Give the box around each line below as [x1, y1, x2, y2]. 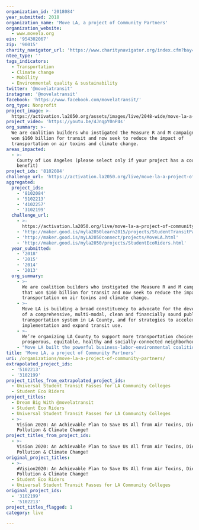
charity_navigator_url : [6, 47, 65, 53]
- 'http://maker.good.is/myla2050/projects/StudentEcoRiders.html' [17, 240, 187, 246]
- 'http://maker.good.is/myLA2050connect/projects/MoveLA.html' [17, 235, 179, 240]
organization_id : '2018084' [6, 8, 76, 15]
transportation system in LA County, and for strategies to [21, 317, 174, 323]
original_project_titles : [6, 454, 70, 461]
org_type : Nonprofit [6, 102, 57, 108]
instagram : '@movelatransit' [6, 91, 78, 97]
